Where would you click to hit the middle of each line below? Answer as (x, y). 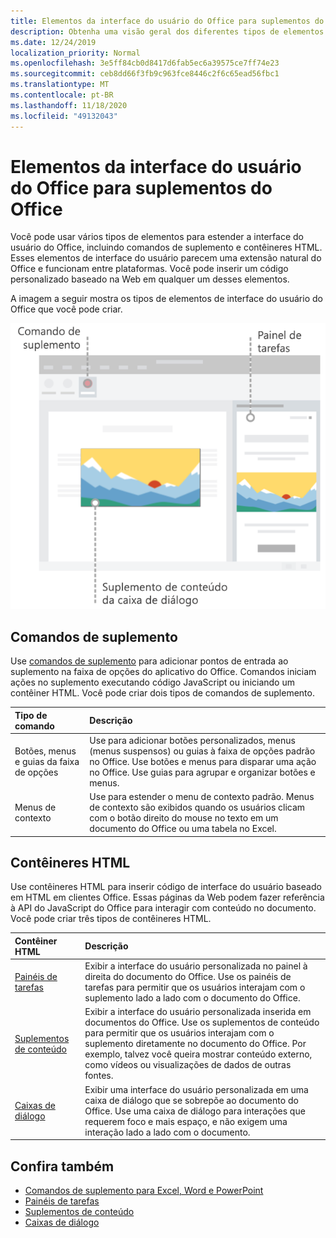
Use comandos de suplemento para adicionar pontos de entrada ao (149, 661)
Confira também (62, 1166)
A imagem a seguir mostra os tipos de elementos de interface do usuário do (166, 299)
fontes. (99, 1076)
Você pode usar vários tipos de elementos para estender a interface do (157, 237)
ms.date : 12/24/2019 (53, 42)
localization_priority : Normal (75, 53)
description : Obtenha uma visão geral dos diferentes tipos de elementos (167, 31)
